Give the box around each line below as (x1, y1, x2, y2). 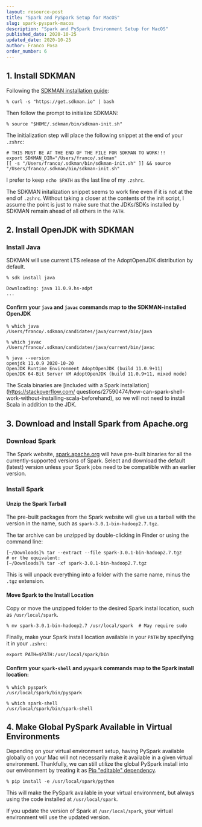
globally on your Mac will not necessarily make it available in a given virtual (6, 754, 193, 761)
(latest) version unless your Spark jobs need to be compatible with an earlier (6, 463, 196, 471)
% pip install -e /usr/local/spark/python (6, 779, 115, 785)
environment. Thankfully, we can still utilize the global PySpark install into (6, 760, 189, 768)
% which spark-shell (6, 700, 58, 706)
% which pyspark (6, 684, 47, 691)
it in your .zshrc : (6, 640, 47, 647)
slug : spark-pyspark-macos (6, 20, 74, 26)
